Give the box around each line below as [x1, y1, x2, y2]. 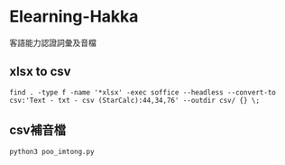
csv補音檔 [9, 123, 66, 138]
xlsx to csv [9, 64, 71, 79]
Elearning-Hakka [9, 6, 139, 27]
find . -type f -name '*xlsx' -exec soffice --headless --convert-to [9, 87, 277, 96]
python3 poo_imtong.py [9, 147, 95, 156]
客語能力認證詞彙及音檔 [9, 37, 97, 48]
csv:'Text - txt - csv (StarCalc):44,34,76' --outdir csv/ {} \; [9, 96, 260, 105]
